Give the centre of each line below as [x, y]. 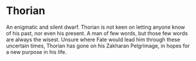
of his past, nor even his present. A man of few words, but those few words [97, 33]
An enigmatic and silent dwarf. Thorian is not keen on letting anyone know [96, 27]
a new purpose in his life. [36, 52]
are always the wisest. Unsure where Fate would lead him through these [93, 39]
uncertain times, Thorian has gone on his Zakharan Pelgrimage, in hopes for [98, 46]
